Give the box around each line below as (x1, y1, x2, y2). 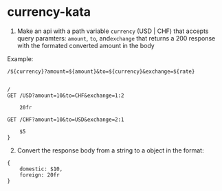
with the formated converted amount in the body (16, 41, 155, 49)
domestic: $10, (19, 166, 63, 172)
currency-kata (7, 4, 91, 20)
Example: (7, 54, 34, 63)
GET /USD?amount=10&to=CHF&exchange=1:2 (7, 92, 125, 99)
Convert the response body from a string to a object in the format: (16, 146, 204, 155)
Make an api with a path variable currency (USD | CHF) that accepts (16, 27, 209, 35)
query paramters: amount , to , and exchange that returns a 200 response (16, 34, 216, 42)
